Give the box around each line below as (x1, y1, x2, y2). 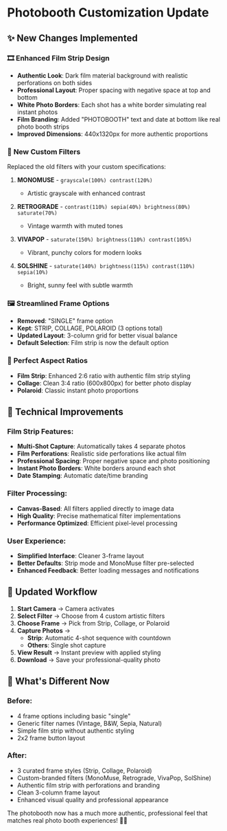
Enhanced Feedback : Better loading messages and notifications (16, 566, 200, 575)
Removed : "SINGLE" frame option (16, 317, 113, 325)
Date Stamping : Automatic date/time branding (16, 472, 149, 480)
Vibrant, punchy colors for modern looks (27, 249, 142, 257)
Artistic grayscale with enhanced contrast (27, 189, 145, 197)
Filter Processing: (7, 489, 67, 498)
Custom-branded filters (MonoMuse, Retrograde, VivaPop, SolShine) (16, 773, 211, 782)
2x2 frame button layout (16, 733, 86, 742)
